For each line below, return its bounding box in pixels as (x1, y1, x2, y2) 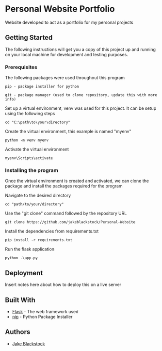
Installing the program (5, 167, 58, 173)
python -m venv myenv (5, 138, 49, 143)
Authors (5, 328, 31, 336)
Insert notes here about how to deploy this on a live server (5, 282, 122, 287)
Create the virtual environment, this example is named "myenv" (5, 129, 131, 134)
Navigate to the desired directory (5, 193, 71, 199)
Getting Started (5, 33, 53, 42)
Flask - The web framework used (12, 308, 79, 314)
